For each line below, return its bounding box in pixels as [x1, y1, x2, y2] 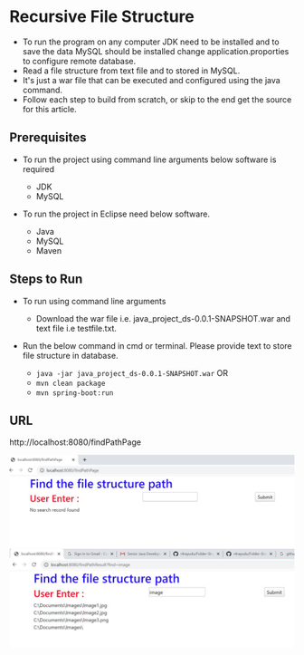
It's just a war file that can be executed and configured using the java [22, 74, 280, 85]
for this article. [22, 103, 77, 114]
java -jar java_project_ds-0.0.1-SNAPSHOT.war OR [35, 367, 229, 378]
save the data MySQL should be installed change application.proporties [22, 45, 290, 56]
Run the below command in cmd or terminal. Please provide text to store [22, 340, 292, 351]
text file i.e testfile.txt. [35, 323, 118, 333]
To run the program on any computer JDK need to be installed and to [22, 36, 280, 47]
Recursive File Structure [9, 6, 195, 27]
